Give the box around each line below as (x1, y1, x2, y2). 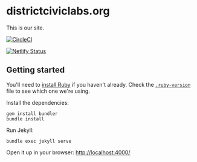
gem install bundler (6, 110, 59, 117)
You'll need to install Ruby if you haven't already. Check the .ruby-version (6, 81, 191, 88)
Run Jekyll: (6, 126, 34, 134)
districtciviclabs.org (6, 4, 110, 18)
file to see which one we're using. (6, 87, 91, 95)
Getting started (6, 65, 65, 75)
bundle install (6, 116, 45, 122)
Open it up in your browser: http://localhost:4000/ (6, 149, 131, 156)
